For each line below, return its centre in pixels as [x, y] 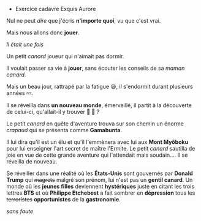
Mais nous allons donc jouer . [43, 32]
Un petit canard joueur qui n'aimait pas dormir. [65, 56]
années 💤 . [20, 93]
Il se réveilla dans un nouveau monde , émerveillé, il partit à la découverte [99, 105]
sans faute [20, 211]
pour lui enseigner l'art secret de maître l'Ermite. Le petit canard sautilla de [101, 148]
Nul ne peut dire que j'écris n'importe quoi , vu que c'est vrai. [84, 21]
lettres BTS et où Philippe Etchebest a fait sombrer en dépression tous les [101, 193]
